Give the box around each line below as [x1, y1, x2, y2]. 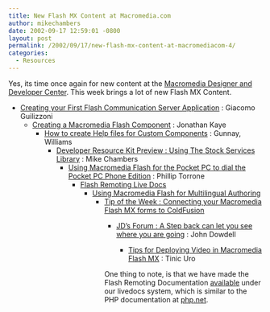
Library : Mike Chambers [56, 154, 139, 163]
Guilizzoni [19, 111, 54, 121]
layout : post [8, 34, 52, 43]
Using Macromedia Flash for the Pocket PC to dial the [68, 162, 246, 172]
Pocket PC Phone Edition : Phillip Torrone [68, 170, 206, 181]
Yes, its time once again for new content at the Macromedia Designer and [8, 78, 252, 88]
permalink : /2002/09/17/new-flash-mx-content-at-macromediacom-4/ [8, 42, 236, 50]
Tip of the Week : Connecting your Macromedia [104, 196, 262, 206]
